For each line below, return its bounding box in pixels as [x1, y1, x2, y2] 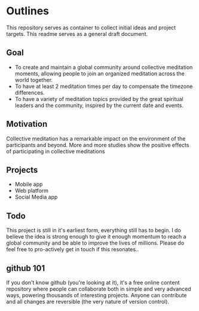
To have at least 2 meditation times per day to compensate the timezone [14, 83, 193, 90]
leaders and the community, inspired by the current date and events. [14, 102, 184, 109]
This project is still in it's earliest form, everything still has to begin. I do [6, 227, 181, 234]
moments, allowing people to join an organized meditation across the [14, 70, 185, 77]
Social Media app [14, 193, 58, 201]
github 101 [6, 263, 45, 273]
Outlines [6, 4, 50, 18]
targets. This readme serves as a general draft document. [6, 30, 148, 37]
